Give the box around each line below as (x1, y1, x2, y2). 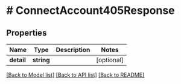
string (32, 56, 50, 64)
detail (9, 56, 26, 64)
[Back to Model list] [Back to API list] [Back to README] (6, 71, 145, 79)
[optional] (95, 56, 124, 64)
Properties (6, 28, 47, 38)
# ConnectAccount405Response (6, 4, 175, 18)
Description (56, 46, 91, 54)
